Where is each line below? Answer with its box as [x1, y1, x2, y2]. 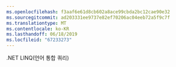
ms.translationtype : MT [6, 20, 67, 26]
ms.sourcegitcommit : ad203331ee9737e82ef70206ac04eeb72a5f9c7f [6, 14, 171, 21]
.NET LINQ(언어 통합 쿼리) [6, 54, 69, 61]
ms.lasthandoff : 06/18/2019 [6, 31, 78, 37]
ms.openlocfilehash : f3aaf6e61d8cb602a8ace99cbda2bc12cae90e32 [6, 8, 171, 15]
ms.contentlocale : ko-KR [6, 25, 69, 32]
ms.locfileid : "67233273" [6, 37, 72, 43]
